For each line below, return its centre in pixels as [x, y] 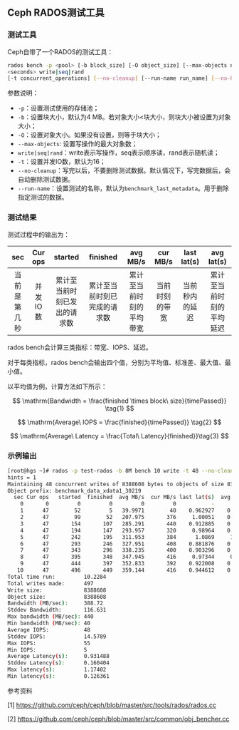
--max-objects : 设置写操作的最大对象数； [78, 144]
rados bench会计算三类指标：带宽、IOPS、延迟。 [80, 347]
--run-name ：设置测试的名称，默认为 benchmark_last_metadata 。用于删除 [123, 188]
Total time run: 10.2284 [57, 577]
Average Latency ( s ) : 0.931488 [59, 657]
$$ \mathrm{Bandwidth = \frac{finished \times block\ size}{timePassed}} [119, 401]
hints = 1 [22, 477]
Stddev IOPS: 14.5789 [57, 637]
